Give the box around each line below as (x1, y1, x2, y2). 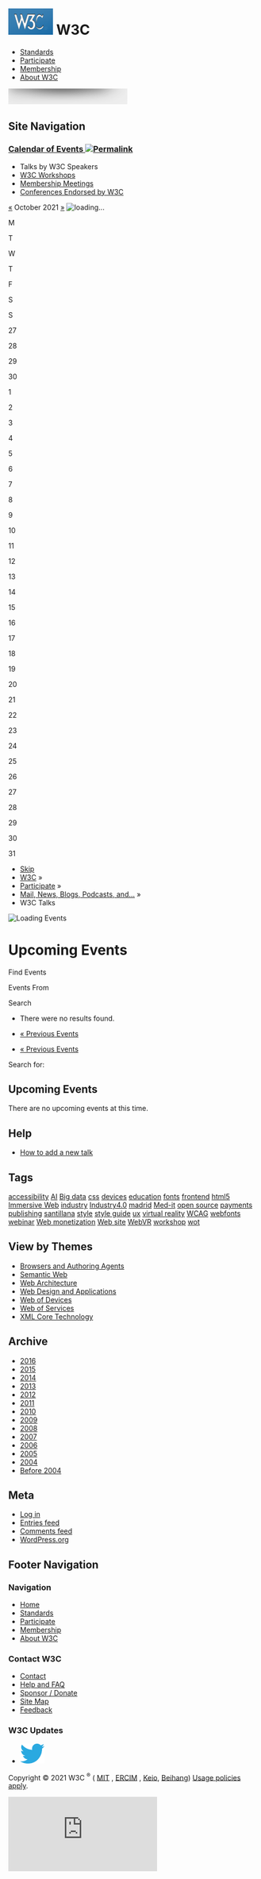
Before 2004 (19, 1465, 62, 1475)
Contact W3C (8, 1653, 62, 1665)
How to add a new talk (19, 1148, 94, 1157)
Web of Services (19, 1303, 75, 1313)
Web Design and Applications (19, 1287, 117, 1296)
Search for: (8, 1059, 45, 1069)
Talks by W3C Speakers (19, 161, 98, 171)
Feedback (19, 1705, 53, 1715)
